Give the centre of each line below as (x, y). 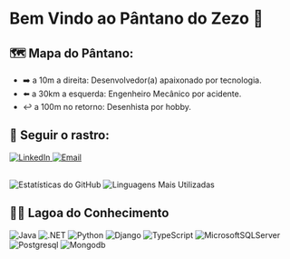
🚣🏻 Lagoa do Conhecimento (89, 213)
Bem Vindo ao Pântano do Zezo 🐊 (136, 19)
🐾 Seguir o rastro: (60, 135)
